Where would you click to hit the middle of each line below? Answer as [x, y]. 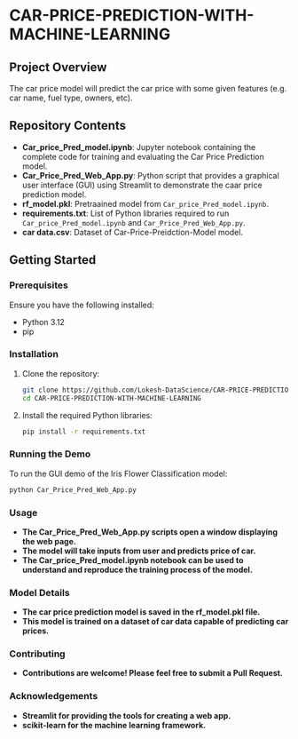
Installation [34, 354]
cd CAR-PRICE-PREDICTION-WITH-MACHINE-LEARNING [111, 398]
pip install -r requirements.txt [84, 432]
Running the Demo [50, 454]
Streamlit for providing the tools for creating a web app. [126, 715]
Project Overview [58, 67]
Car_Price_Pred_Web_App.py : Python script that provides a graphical [150, 175]
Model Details [39, 592]
